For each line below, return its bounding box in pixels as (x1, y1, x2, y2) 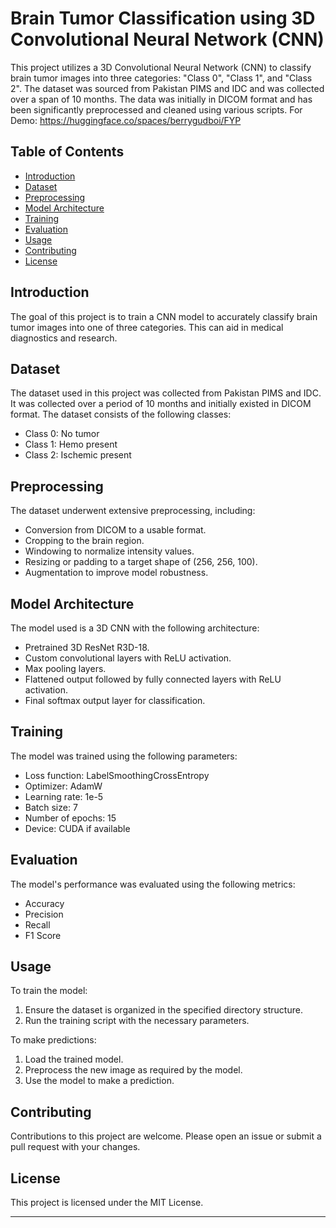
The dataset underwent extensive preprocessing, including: (10, 505, 256, 517)
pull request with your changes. (10, 1141, 141, 1153)
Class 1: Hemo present (24, 438, 118, 451)
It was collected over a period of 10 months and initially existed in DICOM (10, 398, 312, 410)
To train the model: (10, 985, 88, 997)
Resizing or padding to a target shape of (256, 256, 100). (24, 556, 258, 568)
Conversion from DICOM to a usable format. (24, 524, 207, 536)
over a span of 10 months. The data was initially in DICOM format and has (10, 93, 313, 105)
